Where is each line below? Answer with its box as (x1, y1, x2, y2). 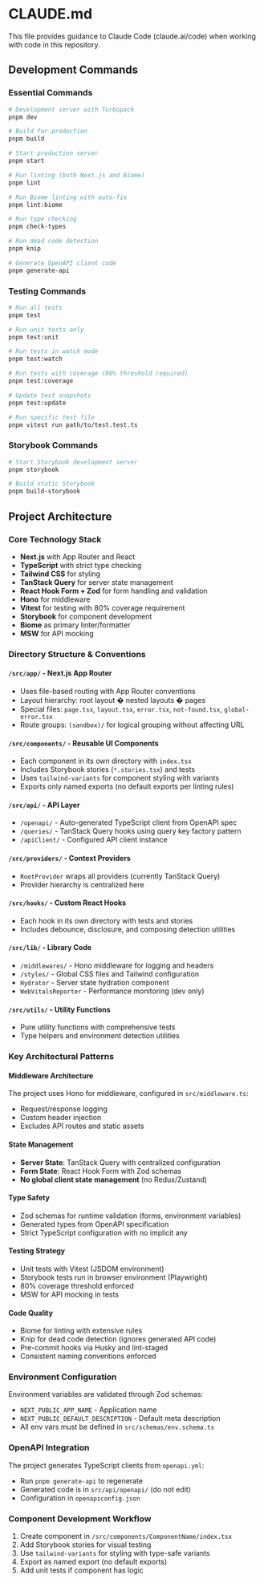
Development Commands (8, 63, 139, 77)
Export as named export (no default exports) (19, 1557, 168, 1567)
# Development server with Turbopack (8, 105, 135, 113)
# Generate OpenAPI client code (8, 258, 116, 267)
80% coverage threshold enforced (19, 1281, 135, 1290)
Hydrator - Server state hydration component (19, 978, 170, 988)
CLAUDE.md (8, 5, 93, 23)
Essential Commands (8, 87, 93, 99)
